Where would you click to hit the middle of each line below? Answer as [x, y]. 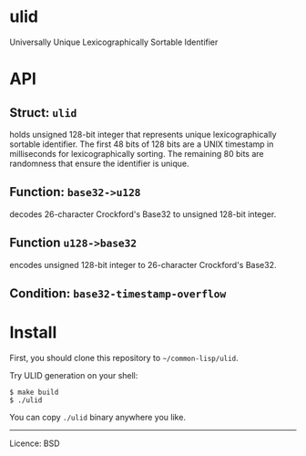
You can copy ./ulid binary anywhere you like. [98, 417]
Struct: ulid [43, 113]
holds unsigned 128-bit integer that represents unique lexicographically [143, 134]
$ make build [34, 392]
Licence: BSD [35, 443]
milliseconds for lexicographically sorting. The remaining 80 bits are [137, 153]
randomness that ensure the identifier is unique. [99, 163]
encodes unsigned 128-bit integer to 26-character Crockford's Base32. [143, 264]
